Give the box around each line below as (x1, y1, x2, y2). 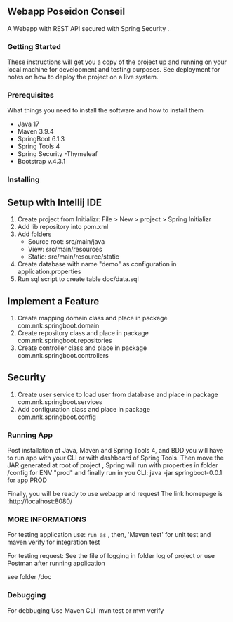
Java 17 (17, 119, 40, 129)
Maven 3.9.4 (17, 127, 54, 136)
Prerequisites (7, 91, 54, 101)
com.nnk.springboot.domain (17, 321, 100, 330)
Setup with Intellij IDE (7, 196, 102, 208)
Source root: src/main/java (27, 238, 105, 246)
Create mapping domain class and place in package (17, 313, 168, 322)
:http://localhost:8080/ (7, 497, 73, 505)
